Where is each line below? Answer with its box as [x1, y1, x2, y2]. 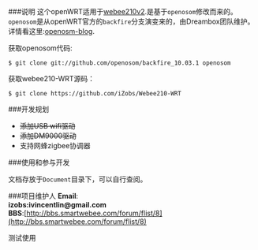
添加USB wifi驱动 [19, 121, 76, 130]
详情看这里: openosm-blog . [8, 27, 95, 35]
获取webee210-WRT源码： [8, 74, 95, 83]
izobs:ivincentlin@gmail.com [8, 200, 107, 209]
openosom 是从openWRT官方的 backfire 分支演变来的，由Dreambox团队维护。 [8, 17, 255, 26]
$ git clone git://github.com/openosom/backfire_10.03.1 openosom [8, 59, 231, 67]
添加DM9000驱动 [19, 131, 77, 140]
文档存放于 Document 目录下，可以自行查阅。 [8, 174, 148, 184]
